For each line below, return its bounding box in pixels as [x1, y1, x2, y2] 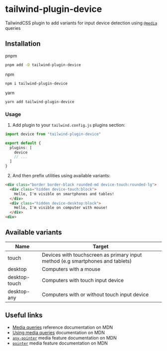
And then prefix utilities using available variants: [12, 173, 111, 179]
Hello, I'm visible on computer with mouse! [14, 205, 108, 211]
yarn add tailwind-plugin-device [5, 99, 75, 104]
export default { [5, 140, 41, 145]
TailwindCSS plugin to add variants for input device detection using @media [5, 20, 158, 26]
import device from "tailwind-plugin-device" [5, 132, 101, 137]
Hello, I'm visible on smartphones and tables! [14, 191, 114, 197]
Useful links [5, 311, 43, 320]
